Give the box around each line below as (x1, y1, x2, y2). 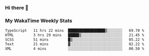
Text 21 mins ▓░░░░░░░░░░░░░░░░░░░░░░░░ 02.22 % (5, 42, 145, 46)
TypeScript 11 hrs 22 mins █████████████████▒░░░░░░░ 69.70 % (5, 28, 145, 33)
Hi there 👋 (5, 4, 29, 11)
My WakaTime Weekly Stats (5, 17, 73, 24)
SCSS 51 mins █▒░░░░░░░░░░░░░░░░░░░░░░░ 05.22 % (5, 37, 145, 42)
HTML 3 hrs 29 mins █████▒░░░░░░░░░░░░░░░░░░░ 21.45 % (5, 33, 145, 38)
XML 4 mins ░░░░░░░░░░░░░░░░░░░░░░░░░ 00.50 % (5, 46, 145, 51)
